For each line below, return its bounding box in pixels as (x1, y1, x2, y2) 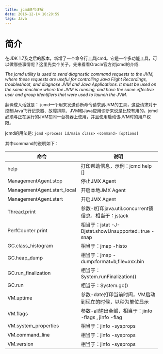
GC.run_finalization (7, 270, 51, 276)
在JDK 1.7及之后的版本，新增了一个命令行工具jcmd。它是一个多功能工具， (5, 55, 153, 61)
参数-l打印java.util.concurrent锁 (81, 205, 154, 212)
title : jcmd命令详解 (5, 7, 44, 12)
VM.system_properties (7, 322, 59, 329)
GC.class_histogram (7, 242, 53, 249)
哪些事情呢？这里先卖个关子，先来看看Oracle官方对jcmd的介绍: (13, 62, 140, 67)
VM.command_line (7, 332, 50, 338)
